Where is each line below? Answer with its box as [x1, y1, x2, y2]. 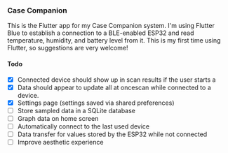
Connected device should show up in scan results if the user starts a [17, 75, 216, 84]
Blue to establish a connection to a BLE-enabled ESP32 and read [7, 29, 194, 37]
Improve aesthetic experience [17, 138, 104, 146]
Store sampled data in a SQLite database [17, 106, 135, 115]
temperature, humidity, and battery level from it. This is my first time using [7, 36, 221, 45]
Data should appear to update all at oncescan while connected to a [17, 83, 212, 92]
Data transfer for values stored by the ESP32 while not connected [17, 130, 208, 138]
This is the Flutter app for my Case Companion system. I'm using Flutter [7, 22, 215, 30]
